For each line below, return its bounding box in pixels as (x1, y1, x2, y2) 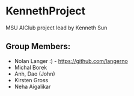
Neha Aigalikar (14, 83, 51, 90)
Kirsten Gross (14, 76, 49, 83)
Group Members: (5, 41, 71, 52)
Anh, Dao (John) (14, 70, 55, 77)
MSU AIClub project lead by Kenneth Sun (5, 24, 108, 31)
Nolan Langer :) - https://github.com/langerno (14, 57, 129, 64)
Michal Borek (14, 64, 47, 71)
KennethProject (5, 4, 86, 18)
